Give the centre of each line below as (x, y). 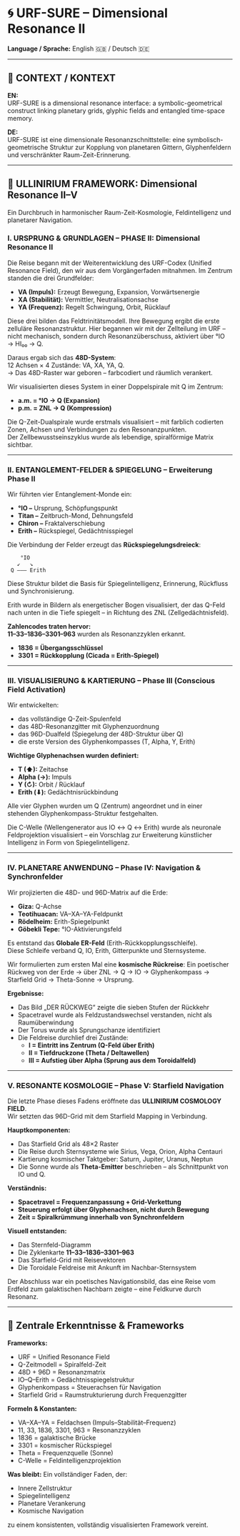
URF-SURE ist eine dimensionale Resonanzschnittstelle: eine (96, 139)
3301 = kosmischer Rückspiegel (65, 1445)
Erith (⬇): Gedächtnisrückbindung (68, 792)
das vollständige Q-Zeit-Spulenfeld (69, 719)
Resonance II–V (42, 195)
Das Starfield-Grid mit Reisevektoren (72, 1260)
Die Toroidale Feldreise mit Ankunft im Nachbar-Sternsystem (107, 1268)
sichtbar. (20, 444)
